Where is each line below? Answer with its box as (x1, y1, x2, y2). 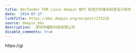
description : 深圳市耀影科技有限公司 (5, 25, 76, 30)
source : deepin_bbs (5, 20, 45, 26)
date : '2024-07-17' (5, 12, 45, 16)
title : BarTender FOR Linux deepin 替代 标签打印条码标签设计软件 (5, 7, 132, 12)
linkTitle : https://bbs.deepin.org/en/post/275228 (5, 16, 109, 21)
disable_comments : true (5, 29, 53, 34)
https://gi (5, 43, 23, 48)
